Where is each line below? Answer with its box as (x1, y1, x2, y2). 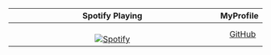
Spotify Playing (81, 10, 143, 21)
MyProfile (220, 10, 259, 21)
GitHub (229, 29, 256, 39)
